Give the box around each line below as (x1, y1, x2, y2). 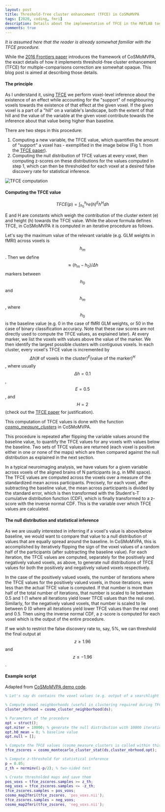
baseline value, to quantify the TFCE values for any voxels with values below (5, 439, 160, 444)
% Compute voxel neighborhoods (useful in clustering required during (5, 703, 153, 708)
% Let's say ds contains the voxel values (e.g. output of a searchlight (5, 693, 160, 699)
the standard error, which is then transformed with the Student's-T (5, 490, 139, 496)
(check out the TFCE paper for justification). (5, 409, 94, 415)
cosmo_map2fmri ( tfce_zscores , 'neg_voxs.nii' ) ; (5, 802, 105, 807)
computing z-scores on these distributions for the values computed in (12, 158, 154, 164)
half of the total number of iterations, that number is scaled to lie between (5, 590, 154, 596)
